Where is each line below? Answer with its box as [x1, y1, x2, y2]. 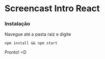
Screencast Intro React [4, 3, 100, 14]
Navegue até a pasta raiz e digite [4, 31, 72, 37]
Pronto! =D [4, 49, 26, 55]
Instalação [4, 20, 30, 27]
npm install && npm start [4, 41, 57, 46]
